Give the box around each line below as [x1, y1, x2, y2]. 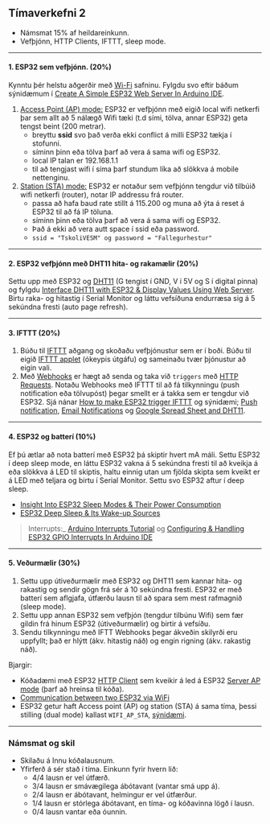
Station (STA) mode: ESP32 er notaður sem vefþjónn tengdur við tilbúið [19, 181, 256, 192]
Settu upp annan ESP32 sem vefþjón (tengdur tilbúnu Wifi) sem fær [19, 610, 243, 620]
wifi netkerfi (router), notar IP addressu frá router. [19, 190, 184, 200]
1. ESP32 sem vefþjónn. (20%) [8, 62, 112, 72]
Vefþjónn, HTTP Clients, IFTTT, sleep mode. [19, 36, 166, 46]
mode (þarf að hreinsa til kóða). [19, 684, 125, 694]
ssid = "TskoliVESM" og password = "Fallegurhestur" [31, 234, 213, 242]
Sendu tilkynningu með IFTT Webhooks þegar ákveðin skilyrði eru [19, 627, 238, 637]
